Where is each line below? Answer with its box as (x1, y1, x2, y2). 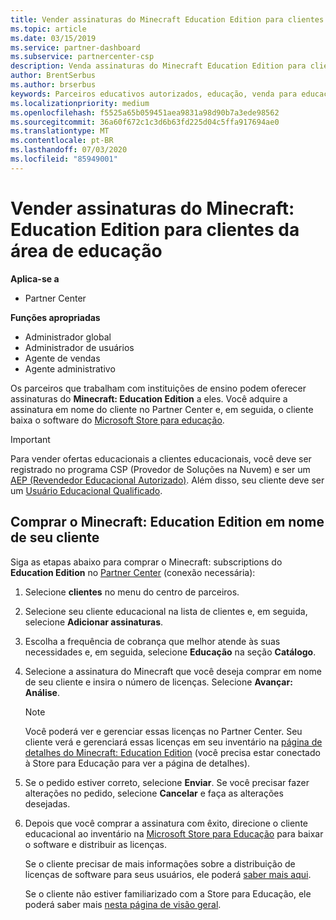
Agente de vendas (24, 352, 101, 364)
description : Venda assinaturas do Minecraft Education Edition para (10, 61, 307, 71)
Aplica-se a (10, 272, 60, 285)
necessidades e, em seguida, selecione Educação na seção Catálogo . (24, 646, 317, 658)
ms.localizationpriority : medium (10, 98, 150, 108)
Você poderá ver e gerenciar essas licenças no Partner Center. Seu (24, 725, 303, 737)
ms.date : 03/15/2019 (10, 33, 97, 43)
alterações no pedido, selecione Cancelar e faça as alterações (24, 787, 284, 799)
